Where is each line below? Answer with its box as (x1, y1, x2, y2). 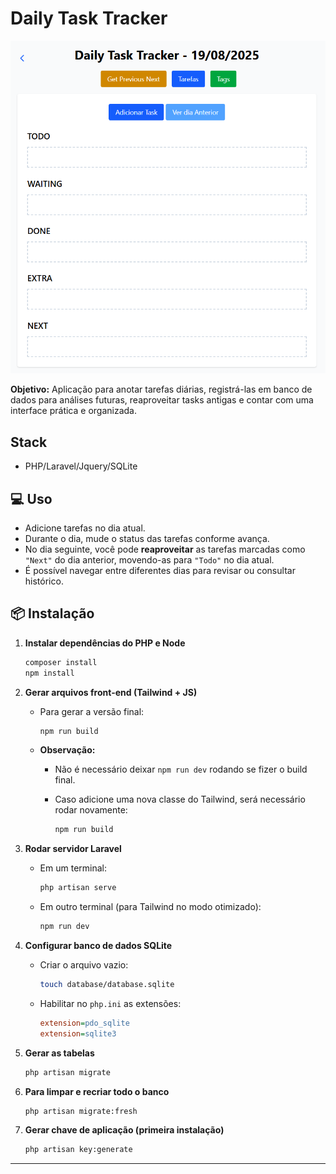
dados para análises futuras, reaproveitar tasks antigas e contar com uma (10, 394, 314, 406)
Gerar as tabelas (24, 1047, 95, 1059)
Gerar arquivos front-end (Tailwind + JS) (24, 686, 198, 698)
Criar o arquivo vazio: (39, 959, 129, 971)
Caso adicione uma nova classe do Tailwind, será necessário (54, 793, 306, 806)
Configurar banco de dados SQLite (24, 940, 173, 952)
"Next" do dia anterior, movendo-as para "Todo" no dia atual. (24, 553, 275, 566)
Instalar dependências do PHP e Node (24, 637, 186, 649)
